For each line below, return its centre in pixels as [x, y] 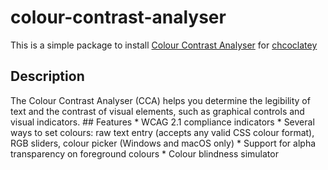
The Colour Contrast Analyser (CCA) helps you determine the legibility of [160, 100]
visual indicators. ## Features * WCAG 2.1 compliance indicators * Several [162, 122]
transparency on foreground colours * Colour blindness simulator [144, 153]
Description [47, 76]
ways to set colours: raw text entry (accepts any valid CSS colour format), [162, 132]
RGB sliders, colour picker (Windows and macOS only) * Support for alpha [163, 143]
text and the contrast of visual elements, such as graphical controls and [157, 111]
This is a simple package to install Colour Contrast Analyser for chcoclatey [164, 45]
